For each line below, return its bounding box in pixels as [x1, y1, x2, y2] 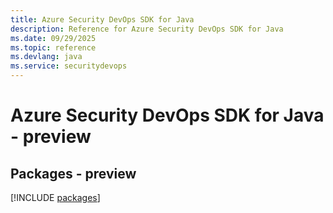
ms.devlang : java [10, 52, 83, 62]
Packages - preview [10, 165, 137, 182]
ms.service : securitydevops [10, 61, 128, 71]
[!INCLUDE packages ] [10, 192, 101, 203]
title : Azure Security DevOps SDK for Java [10, 14, 195, 25]
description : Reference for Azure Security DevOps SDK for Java [10, 24, 284, 34]
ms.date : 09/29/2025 [10, 33, 97, 43]
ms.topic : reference [10, 42, 97, 53]
